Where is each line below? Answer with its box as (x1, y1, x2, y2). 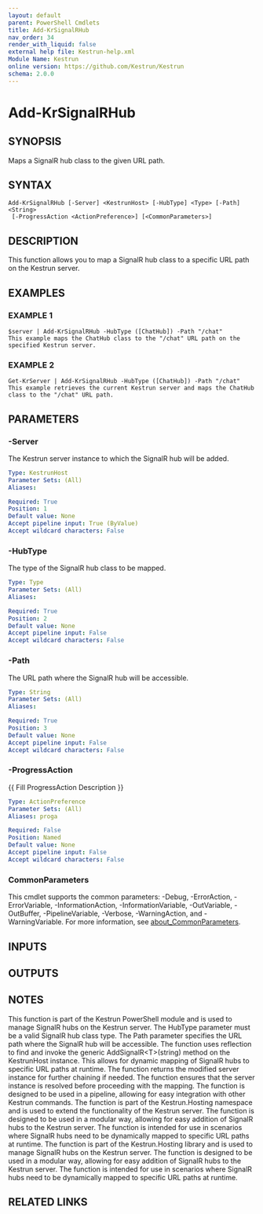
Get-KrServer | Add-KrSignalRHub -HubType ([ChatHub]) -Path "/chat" (8, 378, 241, 386)
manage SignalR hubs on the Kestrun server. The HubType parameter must (8, 1022, 251, 1032)
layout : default (8, 11, 61, 20)
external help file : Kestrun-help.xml (8, 48, 135, 56)
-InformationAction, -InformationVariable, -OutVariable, (54, 901, 233, 910)
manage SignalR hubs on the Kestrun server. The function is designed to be (8, 1147, 253, 1157)
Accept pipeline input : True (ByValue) (8, 520, 139, 528)
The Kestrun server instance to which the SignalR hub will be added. (8, 453, 229, 463)
